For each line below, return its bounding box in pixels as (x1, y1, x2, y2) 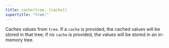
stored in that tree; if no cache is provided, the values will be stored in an (5, 31, 157, 37)
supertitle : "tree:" (5, 12, 50, 17)
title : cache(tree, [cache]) (5, 7, 67, 13)
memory (5, 36, 23, 43)
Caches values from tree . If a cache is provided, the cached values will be (5, 26, 160, 32)
